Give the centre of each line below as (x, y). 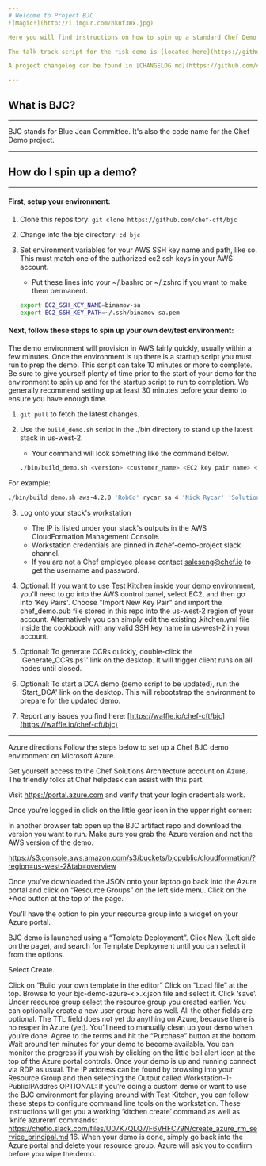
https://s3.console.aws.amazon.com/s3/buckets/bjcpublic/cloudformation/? (132, 857)
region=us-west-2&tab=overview (63, 866)
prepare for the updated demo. (70, 700)
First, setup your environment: (59, 201)
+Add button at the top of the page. (66, 898)
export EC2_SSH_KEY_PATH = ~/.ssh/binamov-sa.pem (99, 313)
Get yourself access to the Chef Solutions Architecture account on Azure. (128, 771)
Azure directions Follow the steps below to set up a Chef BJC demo (118, 747)
